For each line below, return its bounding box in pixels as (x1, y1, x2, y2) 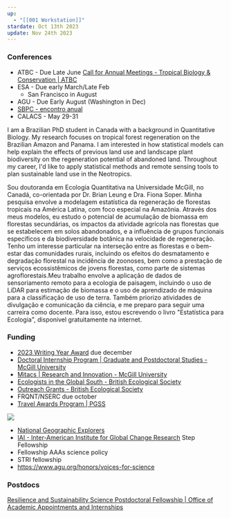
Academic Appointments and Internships (7, 503, 123, 512)
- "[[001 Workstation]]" (13, 17, 85, 24)
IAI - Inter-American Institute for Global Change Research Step (17, 433, 196, 441)
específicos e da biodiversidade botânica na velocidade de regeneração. (7, 234, 215, 243)
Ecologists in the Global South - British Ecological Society (17, 378, 182, 386)
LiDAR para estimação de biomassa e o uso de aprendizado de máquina (7, 286, 212, 294)
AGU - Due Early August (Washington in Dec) (17, 98, 147, 106)
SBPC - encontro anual (17, 104, 83, 113)
